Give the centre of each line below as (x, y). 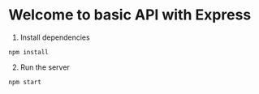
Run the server (45, 67)
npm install (28, 52)
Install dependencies (55, 37)
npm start (25, 82)
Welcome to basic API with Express (130, 15)
